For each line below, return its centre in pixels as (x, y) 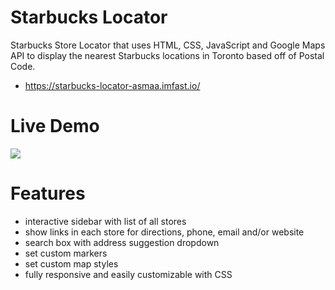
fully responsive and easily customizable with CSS (128, 274)
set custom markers (66, 253)
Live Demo (55, 126)
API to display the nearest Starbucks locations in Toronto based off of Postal (167, 55)
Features (48, 193)
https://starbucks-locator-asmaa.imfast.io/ (112, 85)
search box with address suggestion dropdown (122, 242)
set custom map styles (71, 263)
